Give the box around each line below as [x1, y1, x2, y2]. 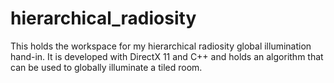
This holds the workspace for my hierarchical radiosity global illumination [10, 40, 312, 52]
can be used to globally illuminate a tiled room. [10, 61, 203, 73]
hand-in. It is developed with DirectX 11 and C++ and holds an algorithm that [10, 50, 324, 62]
